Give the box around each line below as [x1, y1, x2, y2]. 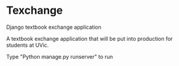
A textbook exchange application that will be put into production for [6, 35, 173, 42]
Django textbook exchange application [6, 23, 102, 31]
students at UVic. [6, 41, 49, 49]
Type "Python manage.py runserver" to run [6, 53, 113, 60]
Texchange [6, 4, 63, 17]
